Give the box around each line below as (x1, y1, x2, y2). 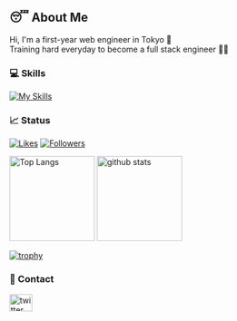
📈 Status (9, 114, 51, 127)
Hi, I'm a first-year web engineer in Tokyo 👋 (9, 34, 173, 44)
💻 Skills (9, 66, 46, 79)
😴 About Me (9, 10, 89, 25)
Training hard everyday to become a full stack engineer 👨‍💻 (9, 44, 230, 54)
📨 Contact (9, 273, 54, 286)
